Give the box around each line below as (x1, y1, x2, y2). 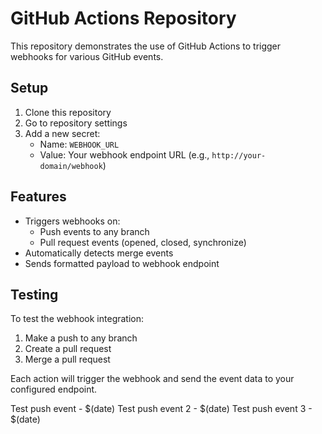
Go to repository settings (24, 117, 128, 129)
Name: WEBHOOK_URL (39, 138, 120, 150)
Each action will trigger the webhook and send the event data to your (10, 373, 295, 385)
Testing (10, 286, 59, 303)
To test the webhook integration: (10, 313, 145, 325)
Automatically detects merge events (24, 247, 174, 259)
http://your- (211, 150, 267, 161)
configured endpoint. (10, 383, 98, 396)
